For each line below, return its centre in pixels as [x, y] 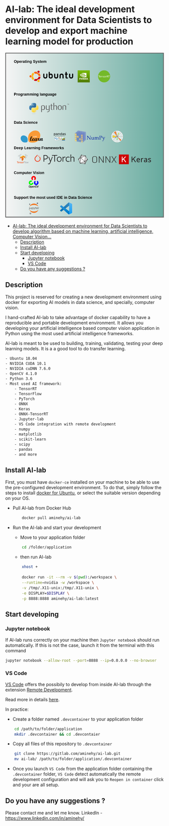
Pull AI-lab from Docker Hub [42, 508]
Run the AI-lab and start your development [57, 527]
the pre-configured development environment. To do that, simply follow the [83, 487]
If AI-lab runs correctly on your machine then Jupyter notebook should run [82, 640]
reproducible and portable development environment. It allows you [74, 323]
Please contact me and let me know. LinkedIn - [54, 813]
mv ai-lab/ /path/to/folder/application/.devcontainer [73, 759]
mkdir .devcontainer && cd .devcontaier [57, 734]
